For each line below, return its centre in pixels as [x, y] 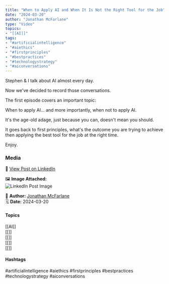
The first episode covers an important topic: [51, 100]
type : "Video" [20, 24]
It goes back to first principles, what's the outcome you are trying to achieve [84, 130]
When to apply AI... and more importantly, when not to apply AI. [71, 110]
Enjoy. [12, 145]
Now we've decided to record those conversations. [58, 90]
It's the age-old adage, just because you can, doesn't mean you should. [80, 120]
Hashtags [16, 259]
